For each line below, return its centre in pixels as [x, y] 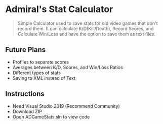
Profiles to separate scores [41, 62]
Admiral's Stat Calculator [59, 9]
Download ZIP [27, 111]
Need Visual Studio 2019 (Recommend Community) [66, 106]
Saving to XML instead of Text [44, 78]
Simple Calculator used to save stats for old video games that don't [88, 23]
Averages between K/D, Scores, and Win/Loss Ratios [68, 67]
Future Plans [26, 50]
